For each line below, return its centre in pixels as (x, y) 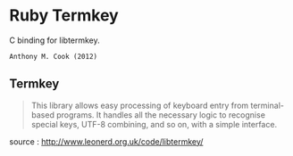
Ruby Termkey (64, 16)
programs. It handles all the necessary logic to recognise (161, 115)
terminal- (267, 105)
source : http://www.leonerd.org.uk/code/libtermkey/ (106, 141)
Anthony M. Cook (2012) (54, 56)
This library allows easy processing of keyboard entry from (140, 105)
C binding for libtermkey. (54, 40)
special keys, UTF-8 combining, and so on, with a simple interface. (154, 124)
